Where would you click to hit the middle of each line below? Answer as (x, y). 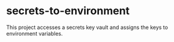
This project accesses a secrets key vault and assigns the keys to (87, 27)
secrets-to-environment (68, 11)
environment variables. (34, 33)
